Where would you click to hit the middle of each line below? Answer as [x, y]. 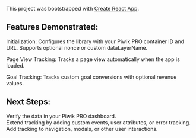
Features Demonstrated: [52, 27]
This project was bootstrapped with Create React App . [73, 9]
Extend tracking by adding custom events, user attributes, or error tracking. [99, 122]
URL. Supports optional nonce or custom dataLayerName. [77, 47]
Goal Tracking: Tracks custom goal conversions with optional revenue [91, 77]
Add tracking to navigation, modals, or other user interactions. [82, 129]
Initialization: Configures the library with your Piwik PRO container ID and [95, 41]
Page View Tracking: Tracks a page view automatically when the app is [93, 59]
